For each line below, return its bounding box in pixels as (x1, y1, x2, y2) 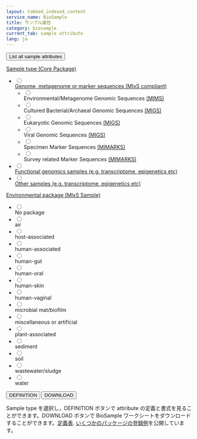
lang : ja (6, 36, 28, 42)
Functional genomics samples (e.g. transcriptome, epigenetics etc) (14, 168, 178, 175)
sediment (14, 343, 38, 350)
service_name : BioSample (6, 14, 67, 20)
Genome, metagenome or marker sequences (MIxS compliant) (14, 83, 167, 89)
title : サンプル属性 (6, 19, 51, 25)
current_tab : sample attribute (6, 31, 83, 37)
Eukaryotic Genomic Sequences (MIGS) (23, 119, 121, 126)
